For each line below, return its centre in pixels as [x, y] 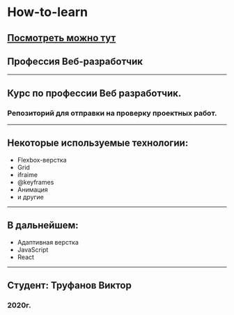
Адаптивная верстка [48, 242]
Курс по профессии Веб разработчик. [94, 93]
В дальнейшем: [43, 225]
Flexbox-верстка [42, 160]
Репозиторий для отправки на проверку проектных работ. [112, 113]
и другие [30, 197]
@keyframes [36, 182]
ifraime [28, 174]
